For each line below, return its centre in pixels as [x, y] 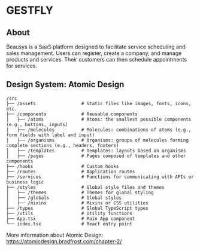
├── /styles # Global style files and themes [85, 187]
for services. [22, 66]
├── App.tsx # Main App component [71, 219]
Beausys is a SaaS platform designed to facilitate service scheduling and [96, 47]
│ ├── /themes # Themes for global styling [80, 192]
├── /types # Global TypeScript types [77, 208]
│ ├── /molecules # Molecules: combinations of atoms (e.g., [99, 130]
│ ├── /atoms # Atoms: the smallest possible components [99, 119]
